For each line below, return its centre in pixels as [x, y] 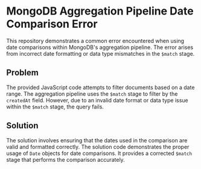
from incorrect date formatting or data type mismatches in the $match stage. [101, 53]
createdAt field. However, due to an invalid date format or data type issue [97, 100]
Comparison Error [52, 24]
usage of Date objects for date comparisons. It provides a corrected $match [99, 153]
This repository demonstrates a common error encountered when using [95, 41]
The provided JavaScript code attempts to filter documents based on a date [101, 87]
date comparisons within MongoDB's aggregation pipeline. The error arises [100, 47]
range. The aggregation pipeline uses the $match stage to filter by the [92, 94]
